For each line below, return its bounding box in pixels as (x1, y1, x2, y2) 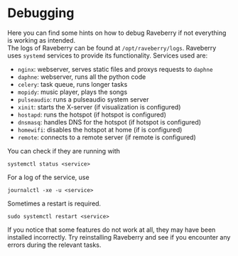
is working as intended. (7, 36, 76, 44)
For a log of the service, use (7, 173, 90, 181)
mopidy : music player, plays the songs (17, 87, 128, 96)
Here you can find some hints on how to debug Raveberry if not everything (7, 28, 227, 37)
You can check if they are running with (7, 146, 121, 155)
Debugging (7, 5, 75, 21)
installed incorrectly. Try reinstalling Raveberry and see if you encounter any (7, 233, 231, 241)
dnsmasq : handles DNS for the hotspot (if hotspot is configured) (17, 117, 201, 126)
